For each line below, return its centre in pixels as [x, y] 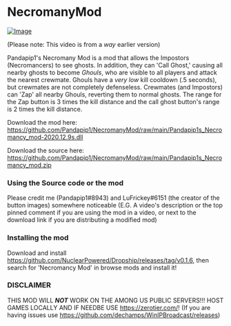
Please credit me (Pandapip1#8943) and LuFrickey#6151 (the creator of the [113, 198]
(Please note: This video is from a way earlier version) [84, 44]
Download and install [37, 253]
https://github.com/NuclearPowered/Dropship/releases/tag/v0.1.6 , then [108, 260]
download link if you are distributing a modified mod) [82, 220]
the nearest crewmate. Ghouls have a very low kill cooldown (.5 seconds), [112, 79]
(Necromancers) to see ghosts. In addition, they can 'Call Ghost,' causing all [115, 65]
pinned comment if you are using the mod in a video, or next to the [102, 213]
